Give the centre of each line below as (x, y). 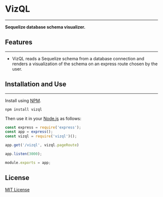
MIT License (17, 189)
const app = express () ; (29, 132)
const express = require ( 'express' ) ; (43, 127)
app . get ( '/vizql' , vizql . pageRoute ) (42, 145)
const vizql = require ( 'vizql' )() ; (41, 136)
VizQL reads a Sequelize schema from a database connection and (78, 58)
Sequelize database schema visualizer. (45, 27)
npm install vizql (24, 109)
